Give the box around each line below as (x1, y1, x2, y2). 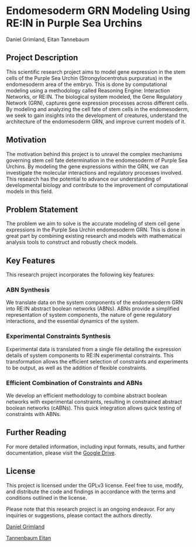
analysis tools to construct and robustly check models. (6, 238, 138, 246)
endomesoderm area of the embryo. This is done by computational (6, 81, 168, 88)
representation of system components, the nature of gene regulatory (6, 311, 172, 318)
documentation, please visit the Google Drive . (6, 449, 116, 456)
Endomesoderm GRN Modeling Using (6, 4, 191, 18)
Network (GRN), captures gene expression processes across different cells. (6, 99, 188, 106)
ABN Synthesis (6, 286, 50, 294)
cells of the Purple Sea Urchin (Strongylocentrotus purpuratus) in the (6, 74, 173, 81)
